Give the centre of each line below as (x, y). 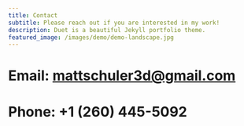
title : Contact (33, 15)
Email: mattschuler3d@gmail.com (122, 76)
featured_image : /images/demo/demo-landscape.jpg (91, 37)
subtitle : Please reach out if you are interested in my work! (114, 23)
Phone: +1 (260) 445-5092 (98, 112)
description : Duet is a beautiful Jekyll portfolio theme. (107, 30)
